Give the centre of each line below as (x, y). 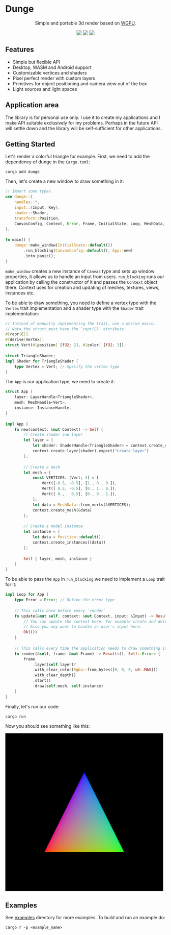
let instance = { (42, 532)
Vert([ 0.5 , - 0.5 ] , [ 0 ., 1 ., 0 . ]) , (79, 489)
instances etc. (20, 293)
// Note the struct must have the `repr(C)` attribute (65, 329)
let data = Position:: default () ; (68, 537)
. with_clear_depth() (54, 675)
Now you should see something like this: (48, 726)
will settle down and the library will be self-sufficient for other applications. (83, 128)
